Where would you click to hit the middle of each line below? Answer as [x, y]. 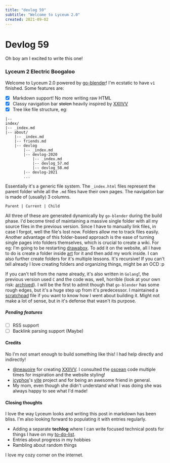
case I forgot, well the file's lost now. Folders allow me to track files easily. [82, 232]
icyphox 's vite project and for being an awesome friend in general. [82, 380]
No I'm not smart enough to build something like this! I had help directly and [84, 354]
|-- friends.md [30, 141]
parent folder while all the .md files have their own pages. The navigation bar [85, 191]
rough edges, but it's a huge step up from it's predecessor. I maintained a [82, 290]
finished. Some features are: [35, 88]
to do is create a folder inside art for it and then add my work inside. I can [82, 253]
